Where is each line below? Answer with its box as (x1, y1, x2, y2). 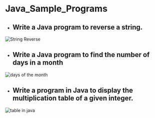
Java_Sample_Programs (5, 3, 107, 14)
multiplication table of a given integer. (12, 94, 133, 102)
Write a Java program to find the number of (12, 50, 150, 59)
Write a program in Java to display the (12, 86, 133, 95)
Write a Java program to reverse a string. (12, 23, 143, 31)
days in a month (12, 58, 63, 67)
